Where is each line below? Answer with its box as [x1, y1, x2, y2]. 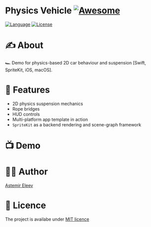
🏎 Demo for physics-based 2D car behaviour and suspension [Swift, [5, 59, 147, 65]
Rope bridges [12, 106, 40, 112]
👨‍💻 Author [5, 166, 48, 177]
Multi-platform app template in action [12, 116, 88, 122]
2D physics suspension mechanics [12, 101, 83, 107]
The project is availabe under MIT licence [5, 216, 90, 222]
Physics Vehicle [5, 5, 72, 16]
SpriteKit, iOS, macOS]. [5, 67, 53, 73]
